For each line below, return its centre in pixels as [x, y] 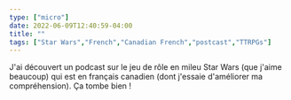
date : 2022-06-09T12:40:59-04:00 [71, 26]
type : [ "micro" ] [39, 17]
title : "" [28, 34]
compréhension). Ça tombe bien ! [70, 86]
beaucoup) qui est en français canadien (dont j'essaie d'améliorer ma [136, 77]
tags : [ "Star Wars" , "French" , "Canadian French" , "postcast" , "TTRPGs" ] [141, 42]
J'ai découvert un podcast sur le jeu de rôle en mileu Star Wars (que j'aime [145, 67]
